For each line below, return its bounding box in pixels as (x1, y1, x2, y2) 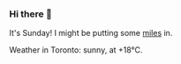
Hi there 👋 (9, 8, 53, 20)
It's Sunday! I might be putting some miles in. (9, 28, 173, 39)
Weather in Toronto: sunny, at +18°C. (9, 45, 143, 55)
